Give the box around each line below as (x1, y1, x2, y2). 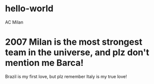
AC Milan (5, 19, 24, 25)
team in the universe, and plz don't (5, 47, 150, 58)
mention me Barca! (5, 57, 84, 69)
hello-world (5, 3, 54, 14)
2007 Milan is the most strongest (5, 36, 143, 48)
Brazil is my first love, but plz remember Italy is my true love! (5, 73, 127, 79)
